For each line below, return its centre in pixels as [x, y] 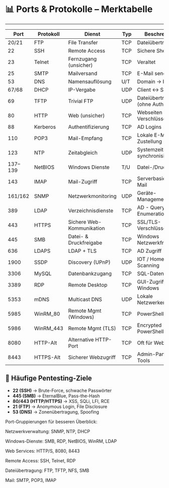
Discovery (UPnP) [89, 262]
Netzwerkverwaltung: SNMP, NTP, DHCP [48, 431]
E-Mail [145, 73]
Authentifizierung [89, 127]
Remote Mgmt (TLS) [92, 328]
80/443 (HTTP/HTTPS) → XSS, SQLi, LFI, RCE [61, 401]
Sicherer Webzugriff [92, 357]
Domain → [149, 82]
